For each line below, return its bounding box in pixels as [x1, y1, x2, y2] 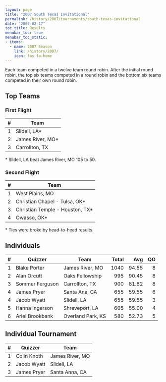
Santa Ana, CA [63, 288, 98, 295]
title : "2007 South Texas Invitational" [5, 12, 90, 17]
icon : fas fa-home [14, 53, 52, 58]
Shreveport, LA [63, 305, 99, 312]
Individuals [5, 241, 41, 250]
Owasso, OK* [15, 214, 48, 221]
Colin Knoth [15, 352, 43, 359]
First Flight [5, 107, 32, 113]
